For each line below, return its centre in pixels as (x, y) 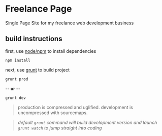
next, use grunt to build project (38, 70)
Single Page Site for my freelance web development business (70, 23)
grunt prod (17, 79)
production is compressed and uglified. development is (75, 107)
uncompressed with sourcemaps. (53, 113)
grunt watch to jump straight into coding (60, 128)
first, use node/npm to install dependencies (51, 51)
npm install (18, 60)
